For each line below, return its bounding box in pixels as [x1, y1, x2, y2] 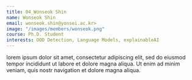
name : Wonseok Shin [6, 15, 56, 21]
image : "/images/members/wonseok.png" [6, 25, 105, 32]
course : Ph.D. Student [6, 32, 64, 38]
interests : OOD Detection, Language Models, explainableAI [6, 37, 160, 43]
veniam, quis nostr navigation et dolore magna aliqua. [6, 67, 141, 73]
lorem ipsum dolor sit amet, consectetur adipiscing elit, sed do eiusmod [6, 54, 186, 61]
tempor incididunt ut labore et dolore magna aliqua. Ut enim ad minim [6, 60, 180, 67]
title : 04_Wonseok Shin [6, 8, 67, 15]
